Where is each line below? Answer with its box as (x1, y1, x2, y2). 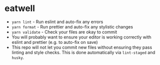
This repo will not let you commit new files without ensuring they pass (11, 44, 152, 50)
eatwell (4, 3, 35, 14)
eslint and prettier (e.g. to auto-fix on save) (11, 39, 98, 45)
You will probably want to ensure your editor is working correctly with (11, 34, 152, 40)
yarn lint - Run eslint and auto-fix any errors (11, 19, 103, 25)
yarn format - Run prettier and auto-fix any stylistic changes (11, 24, 133, 29)
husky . (11, 54, 24, 60)
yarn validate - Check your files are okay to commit (11, 29, 118, 35)
